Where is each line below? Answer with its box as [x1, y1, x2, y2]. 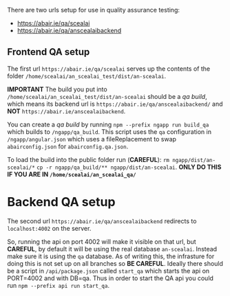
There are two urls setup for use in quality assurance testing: [7, 6, 180, 14]
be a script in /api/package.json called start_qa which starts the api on [7, 266, 210, 275]
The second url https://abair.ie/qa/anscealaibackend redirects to [7, 216, 197, 225]
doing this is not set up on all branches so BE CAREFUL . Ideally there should [7, 259, 224, 267]
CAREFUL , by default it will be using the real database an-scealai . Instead [7, 244, 218, 253]
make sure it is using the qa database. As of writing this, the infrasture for [7, 252, 215, 260]
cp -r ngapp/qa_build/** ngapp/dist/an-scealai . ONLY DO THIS [36, 163, 222, 171]
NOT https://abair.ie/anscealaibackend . [7, 106, 126, 115]
